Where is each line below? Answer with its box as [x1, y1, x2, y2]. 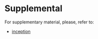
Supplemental [4, 3, 63, 14]
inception [11, 28, 31, 34]
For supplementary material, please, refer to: [4, 19, 94, 25]
